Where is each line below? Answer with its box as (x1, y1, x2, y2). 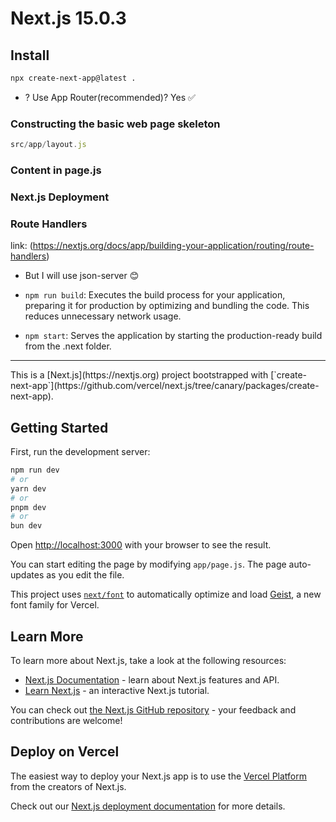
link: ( (10, 240, 33, 252)
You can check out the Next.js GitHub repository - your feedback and (10, 703, 297, 716)
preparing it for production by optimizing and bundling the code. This (24, 300, 310, 312)
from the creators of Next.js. (10, 780, 127, 792)
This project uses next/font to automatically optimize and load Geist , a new (10, 588, 322, 601)
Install (10, 47, 50, 64)
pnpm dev (10, 502, 47, 512)
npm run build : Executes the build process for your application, (24, 289, 286, 301)
